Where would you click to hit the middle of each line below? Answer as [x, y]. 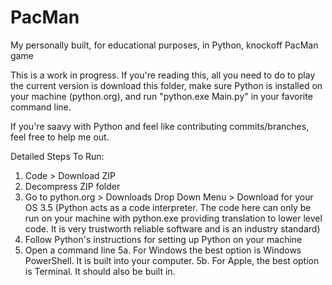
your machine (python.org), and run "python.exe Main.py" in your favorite [161, 96]
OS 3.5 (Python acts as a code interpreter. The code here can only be [168, 207]
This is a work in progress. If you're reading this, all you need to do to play [163, 75]
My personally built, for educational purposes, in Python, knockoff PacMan [164, 45]
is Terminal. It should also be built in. [100, 271]
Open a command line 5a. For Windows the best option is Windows [163, 250]
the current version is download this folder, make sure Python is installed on [166, 85]
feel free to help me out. [60, 137]
